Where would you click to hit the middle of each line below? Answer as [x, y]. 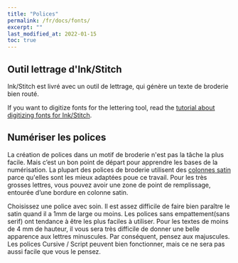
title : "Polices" [33, 14]
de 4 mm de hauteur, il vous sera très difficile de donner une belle [104, 229]
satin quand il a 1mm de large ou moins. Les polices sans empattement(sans [119, 213]
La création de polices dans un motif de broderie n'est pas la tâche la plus [116, 154]
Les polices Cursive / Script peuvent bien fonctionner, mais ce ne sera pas [116, 244]
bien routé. [23, 94]
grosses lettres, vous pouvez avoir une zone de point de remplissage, [109, 185]
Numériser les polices [57, 138]
